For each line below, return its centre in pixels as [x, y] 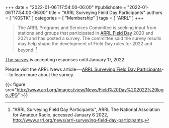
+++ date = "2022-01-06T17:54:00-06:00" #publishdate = [66, 7]
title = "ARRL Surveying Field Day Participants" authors [105, 13]
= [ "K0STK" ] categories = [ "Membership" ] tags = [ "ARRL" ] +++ [75, 18]
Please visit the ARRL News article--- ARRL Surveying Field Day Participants [83, 69]
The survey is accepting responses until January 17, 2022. [65, 59]
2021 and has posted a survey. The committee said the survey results [90, 38]
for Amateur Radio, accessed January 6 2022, [60, 114]
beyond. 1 [27, 49]
